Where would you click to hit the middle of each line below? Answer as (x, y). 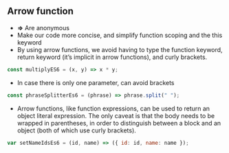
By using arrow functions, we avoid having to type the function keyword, (120, 49)
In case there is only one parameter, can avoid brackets (96, 82)
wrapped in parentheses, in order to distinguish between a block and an (119, 123)
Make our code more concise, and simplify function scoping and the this (120, 35)
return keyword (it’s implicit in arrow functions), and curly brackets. (112, 57)
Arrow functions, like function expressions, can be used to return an (113, 108)
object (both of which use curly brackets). (76, 130)
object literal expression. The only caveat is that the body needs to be (116, 115)
